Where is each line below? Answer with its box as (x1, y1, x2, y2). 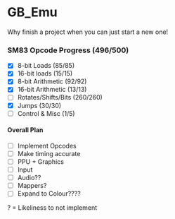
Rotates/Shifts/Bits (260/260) (17, 93, 103, 102)
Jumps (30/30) (17, 101, 62, 109)
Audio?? (17, 174, 41, 182)
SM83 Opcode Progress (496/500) (7, 45, 129, 55)
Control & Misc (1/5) (17, 109, 75, 117)
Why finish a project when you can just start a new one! (7, 28, 169, 36)
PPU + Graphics (17, 158, 65, 166)
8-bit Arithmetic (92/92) (17, 77, 87, 85)
